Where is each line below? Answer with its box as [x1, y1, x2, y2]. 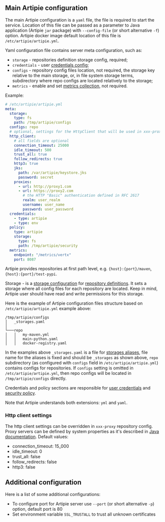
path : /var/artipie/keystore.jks [18, 170, 87, 175]
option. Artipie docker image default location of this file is [5, 32, 121, 38]
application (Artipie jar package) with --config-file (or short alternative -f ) [5, 27, 160, 33]
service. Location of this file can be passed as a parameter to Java [5, 22, 140, 28]
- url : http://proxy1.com [18, 184, 71, 189]
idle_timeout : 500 [14, 147, 52, 153]
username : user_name [23, 202, 65, 208]
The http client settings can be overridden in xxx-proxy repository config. [5, 423, 153, 429]
